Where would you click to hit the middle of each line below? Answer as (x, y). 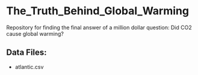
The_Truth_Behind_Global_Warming (98, 11)
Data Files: (26, 53)
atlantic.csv (29, 67)
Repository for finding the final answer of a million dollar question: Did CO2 (99, 27)
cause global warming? (35, 33)
